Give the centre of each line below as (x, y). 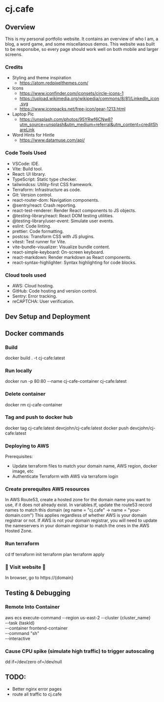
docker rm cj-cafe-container (34, 404)
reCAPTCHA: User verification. (43, 301)
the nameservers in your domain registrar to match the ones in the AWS (77, 526)
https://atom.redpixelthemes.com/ (54, 83)
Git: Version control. (32, 195)
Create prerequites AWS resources (47, 489)
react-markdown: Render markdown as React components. (72, 257)
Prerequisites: (19, 457)
